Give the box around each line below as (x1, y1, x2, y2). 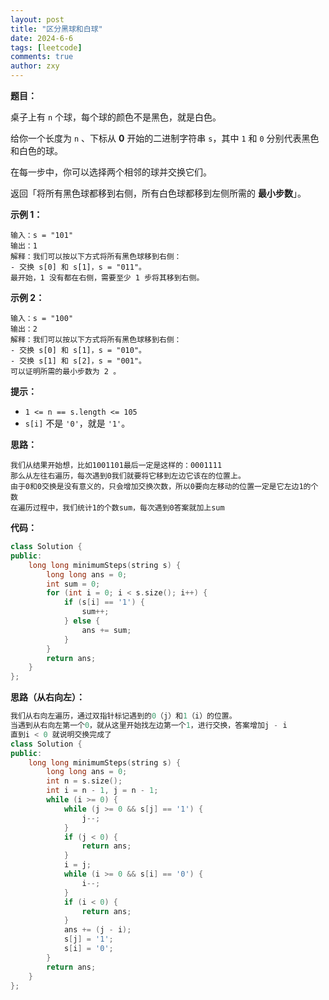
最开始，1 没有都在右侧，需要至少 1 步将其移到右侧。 (10, 273, 205, 283)
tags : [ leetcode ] (10, 42, 83, 53)
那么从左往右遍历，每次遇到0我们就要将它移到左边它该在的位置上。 (10, 471, 246, 481)
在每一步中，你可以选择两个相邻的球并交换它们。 (10, 166, 212, 178)
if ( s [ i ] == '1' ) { (63, 597, 145, 608)
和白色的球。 (10, 145, 63, 156)
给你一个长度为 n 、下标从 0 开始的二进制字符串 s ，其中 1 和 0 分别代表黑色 (10, 132, 320, 144)
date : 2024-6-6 (10, 33, 74, 43)
